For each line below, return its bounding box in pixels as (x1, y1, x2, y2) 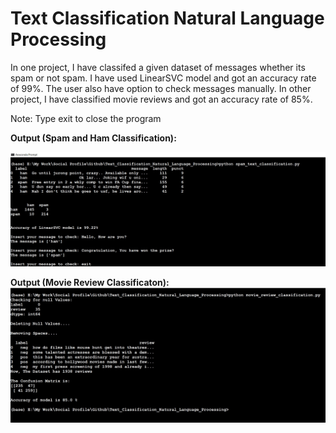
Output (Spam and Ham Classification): (10, 132, 177, 144)
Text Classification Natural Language (10, 7, 325, 30)
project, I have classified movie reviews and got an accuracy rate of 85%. (10, 93, 313, 105)
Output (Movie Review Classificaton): (10, 277, 170, 289)
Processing (10, 28, 107, 51)
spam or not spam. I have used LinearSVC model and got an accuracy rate (10, 72, 317, 84)
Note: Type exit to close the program (10, 112, 162, 124)
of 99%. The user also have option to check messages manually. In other (10, 82, 312, 94)
